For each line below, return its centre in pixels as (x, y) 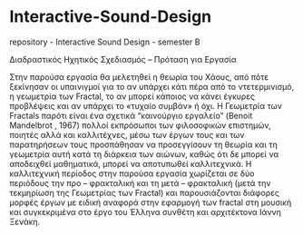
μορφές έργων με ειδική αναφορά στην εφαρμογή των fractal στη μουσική (151, 202)
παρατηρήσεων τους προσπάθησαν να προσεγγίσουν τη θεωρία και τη (144, 144)
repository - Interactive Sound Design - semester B (105, 42)
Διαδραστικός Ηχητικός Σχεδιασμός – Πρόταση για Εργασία (123, 59)
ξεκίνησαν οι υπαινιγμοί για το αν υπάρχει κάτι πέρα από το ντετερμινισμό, (152, 86)
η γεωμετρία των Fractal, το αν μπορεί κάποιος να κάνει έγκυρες (132, 96)
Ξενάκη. (25, 221)
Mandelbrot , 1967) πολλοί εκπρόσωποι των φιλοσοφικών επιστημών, (140, 125)
